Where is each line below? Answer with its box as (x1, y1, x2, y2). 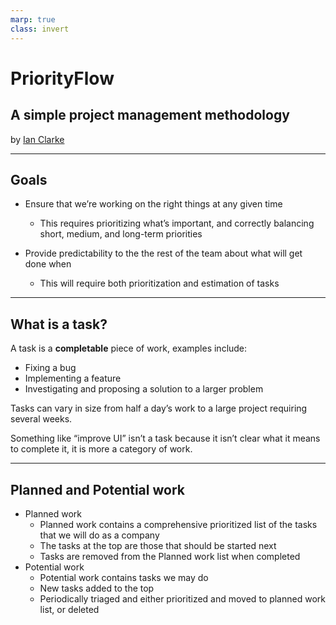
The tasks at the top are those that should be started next (39, 539, 277, 551)
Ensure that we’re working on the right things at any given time (24, 198, 283, 210)
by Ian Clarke (10, 133, 65, 145)
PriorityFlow (10, 67, 115, 90)
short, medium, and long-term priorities (39, 228, 203, 240)
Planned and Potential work (10, 481, 185, 498)
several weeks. (10, 413, 73, 425)
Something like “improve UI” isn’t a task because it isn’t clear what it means (10, 432, 321, 445)
